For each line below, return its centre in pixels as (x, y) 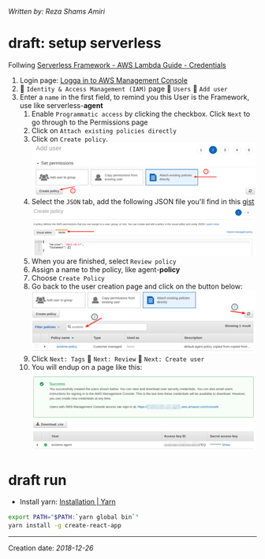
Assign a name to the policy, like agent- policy (106, 270)
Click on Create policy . (69, 139)
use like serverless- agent (62, 105)
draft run (37, 480)
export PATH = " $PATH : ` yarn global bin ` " (74, 517)
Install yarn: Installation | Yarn (67, 502)
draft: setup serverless (85, 43)
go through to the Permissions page (90, 122)
